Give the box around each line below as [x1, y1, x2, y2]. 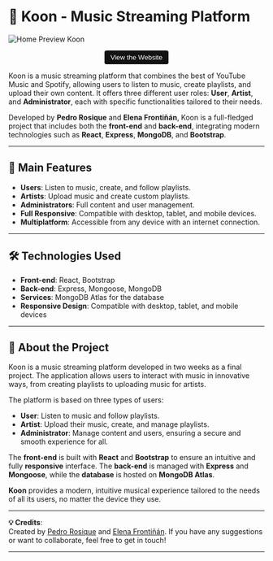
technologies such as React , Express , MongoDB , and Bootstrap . [8, 129, 227, 139]
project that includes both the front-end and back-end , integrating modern [8, 121, 260, 131]
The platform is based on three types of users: [8, 395, 164, 405]
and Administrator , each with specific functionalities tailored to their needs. [8, 97, 262, 107]
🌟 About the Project [8, 341, 110, 354]
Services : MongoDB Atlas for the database [19, 292, 165, 302]
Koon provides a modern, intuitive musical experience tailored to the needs [8, 485, 260, 495]
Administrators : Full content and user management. [19, 199, 195, 210]
